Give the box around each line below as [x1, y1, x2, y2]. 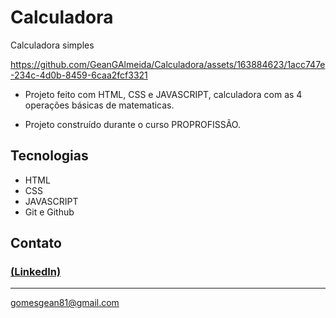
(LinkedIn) [10, 265, 62, 279]
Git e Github [24, 206, 75, 218]
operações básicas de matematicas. [24, 99, 175, 111]
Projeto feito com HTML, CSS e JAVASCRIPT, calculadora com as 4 [24, 88, 303, 100]
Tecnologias [10, 147, 89, 165]
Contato [10, 235, 62, 252]
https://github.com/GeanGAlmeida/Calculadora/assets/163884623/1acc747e [10, 58, 326, 70]
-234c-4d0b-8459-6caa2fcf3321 [10, 69, 148, 81]
